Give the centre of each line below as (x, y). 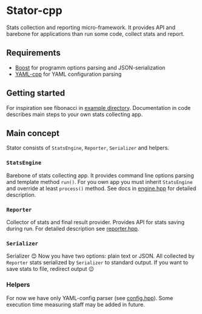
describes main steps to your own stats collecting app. (75, 114)
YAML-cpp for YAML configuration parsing (68, 74)
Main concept (33, 133)
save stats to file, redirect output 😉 (50, 269)
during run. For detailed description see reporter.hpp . (73, 228)
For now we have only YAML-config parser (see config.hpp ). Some (90, 298)
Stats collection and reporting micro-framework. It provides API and (91, 27)
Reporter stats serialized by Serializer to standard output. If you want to (97, 262)
